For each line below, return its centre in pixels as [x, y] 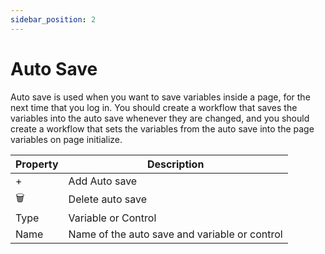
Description [175, 164]
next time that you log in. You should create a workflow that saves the [154, 107]
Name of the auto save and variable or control [175, 234]
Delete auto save [107, 199]
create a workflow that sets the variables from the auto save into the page [162, 128]
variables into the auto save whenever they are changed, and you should [160, 118]
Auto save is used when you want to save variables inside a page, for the [160, 97]
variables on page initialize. [66, 139]
